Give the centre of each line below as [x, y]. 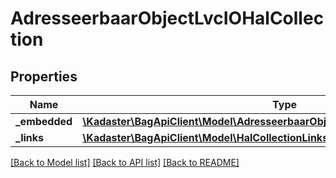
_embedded [44, 121]
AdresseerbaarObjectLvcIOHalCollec [167, 18]
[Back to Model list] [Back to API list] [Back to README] [125, 162]
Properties [44, 76]
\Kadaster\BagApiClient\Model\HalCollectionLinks [205, 137]
